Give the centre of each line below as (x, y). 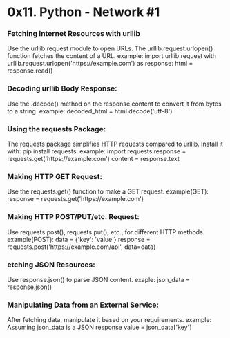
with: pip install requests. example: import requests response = (97, 151)
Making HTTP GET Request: (55, 177)
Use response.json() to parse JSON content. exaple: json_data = (98, 279)
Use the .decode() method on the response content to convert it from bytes (115, 104)
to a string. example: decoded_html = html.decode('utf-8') (90, 111)
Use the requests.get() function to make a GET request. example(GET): (108, 191)
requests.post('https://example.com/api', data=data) (82, 247)
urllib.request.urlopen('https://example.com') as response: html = (100, 64)
